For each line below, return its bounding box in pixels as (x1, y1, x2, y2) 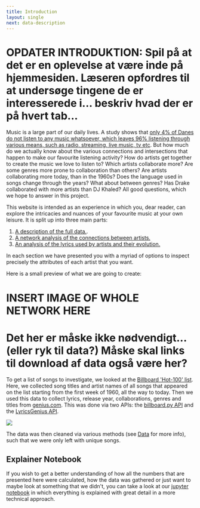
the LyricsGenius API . (6, 408, 59, 415)
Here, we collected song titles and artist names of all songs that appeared (6, 383, 188, 390)
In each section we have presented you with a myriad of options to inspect (6, 252, 190, 260)
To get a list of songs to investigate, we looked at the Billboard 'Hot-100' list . (6, 376, 193, 383)
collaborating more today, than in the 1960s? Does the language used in (6, 173, 183, 180)
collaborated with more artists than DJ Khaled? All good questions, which (6, 186, 186, 193)
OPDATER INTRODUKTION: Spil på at (6, 45, 192, 59)
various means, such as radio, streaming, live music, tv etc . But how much (6, 141, 189, 149)
